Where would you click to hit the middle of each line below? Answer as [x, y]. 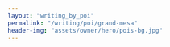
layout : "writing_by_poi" [51, 16]
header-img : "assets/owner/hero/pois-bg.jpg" [85, 30]
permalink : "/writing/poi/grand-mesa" [73, 23]
